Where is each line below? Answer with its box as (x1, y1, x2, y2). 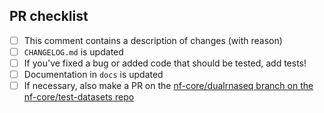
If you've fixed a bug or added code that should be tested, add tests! (23, 57, 307, 69)
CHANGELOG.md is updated (23, 45, 124, 58)
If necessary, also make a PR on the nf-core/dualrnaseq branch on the (23, 80, 314, 92)
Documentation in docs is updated (23, 69, 164, 80)
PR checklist (9, 8, 89, 25)
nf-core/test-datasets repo (23, 91, 135, 103)
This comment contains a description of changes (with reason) (23, 34, 283, 46)
